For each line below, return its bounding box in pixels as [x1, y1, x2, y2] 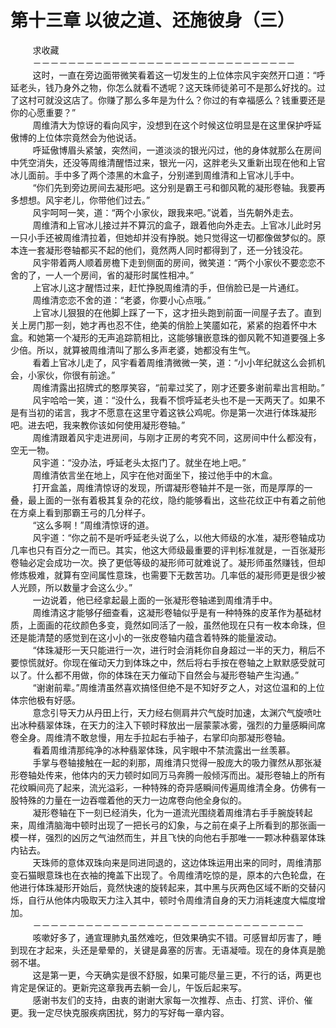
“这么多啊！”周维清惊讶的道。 [32, 519, 155, 531]
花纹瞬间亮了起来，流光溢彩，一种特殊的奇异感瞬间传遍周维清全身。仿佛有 [10, 781, 317, 793]
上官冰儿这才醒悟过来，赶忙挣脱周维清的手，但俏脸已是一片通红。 [32, 281, 305, 293]
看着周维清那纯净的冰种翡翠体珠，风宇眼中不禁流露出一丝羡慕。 [32, 744, 296, 756]
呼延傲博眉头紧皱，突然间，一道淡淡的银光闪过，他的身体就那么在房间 [32, 144, 322, 156]
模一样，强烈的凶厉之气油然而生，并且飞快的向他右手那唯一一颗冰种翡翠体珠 [10, 831, 326, 843]
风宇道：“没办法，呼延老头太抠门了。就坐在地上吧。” [32, 456, 247, 468]
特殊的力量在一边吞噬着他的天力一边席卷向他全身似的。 [18, 794, 247, 806]
